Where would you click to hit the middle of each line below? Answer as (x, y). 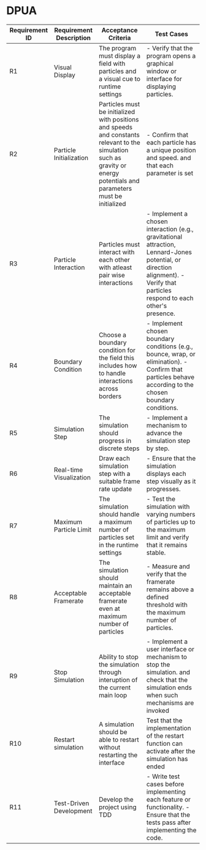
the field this (117, 358)
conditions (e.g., (170, 346)
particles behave (170, 377)
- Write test (163, 776)
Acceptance (120, 30)
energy (109, 173)
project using (118, 807)
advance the (164, 433)
